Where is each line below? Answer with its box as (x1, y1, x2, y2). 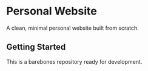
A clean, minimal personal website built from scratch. (6, 24, 140, 32)
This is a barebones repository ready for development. (6, 58, 143, 65)
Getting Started (6, 42, 66, 52)
